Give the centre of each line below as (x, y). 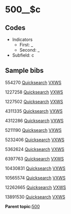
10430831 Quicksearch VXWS (35, 168)
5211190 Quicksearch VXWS (34, 130)
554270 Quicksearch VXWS (33, 82)
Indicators (22, 39)
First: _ (26, 45)
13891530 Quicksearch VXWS (35, 197)
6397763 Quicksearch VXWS (35, 158)
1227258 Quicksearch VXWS (34, 92)
